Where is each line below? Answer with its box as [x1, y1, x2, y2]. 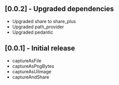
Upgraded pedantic [12, 29, 54, 35]
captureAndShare [12, 74, 50, 80]
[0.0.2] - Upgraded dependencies [5, 5, 114, 13]
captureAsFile [12, 57, 42, 63]
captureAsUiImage [12, 68, 52, 74]
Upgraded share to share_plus [12, 18, 76, 24]
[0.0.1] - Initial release [5, 44, 75, 53]
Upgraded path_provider [12, 24, 64, 30]
